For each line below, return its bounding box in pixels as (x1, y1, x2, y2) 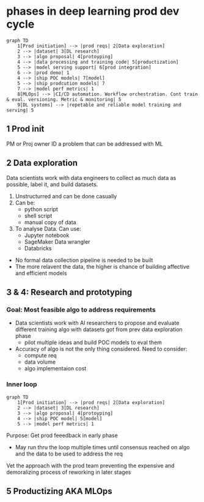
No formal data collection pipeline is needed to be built (15, 256, 153, 264)
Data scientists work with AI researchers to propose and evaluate (15, 320, 180, 327)
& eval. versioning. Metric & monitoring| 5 (6, 96, 122, 102)
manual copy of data (24, 219, 76, 226)
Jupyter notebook (24, 231, 70, 239)
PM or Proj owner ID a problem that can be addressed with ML (6, 140, 163, 148)
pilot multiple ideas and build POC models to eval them (24, 339, 162, 347)
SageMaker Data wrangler (24, 238, 90, 245)
